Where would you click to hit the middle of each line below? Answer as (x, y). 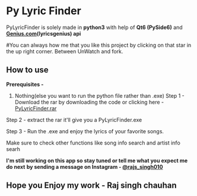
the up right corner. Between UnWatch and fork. (65, 51)
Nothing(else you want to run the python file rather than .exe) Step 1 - (100, 95)
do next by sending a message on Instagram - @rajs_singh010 (85, 166)
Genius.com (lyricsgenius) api (44, 33)
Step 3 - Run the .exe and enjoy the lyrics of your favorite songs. (85, 131)
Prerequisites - (25, 84)
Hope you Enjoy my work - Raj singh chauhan (91, 186)
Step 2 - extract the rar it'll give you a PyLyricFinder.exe (74, 120)
